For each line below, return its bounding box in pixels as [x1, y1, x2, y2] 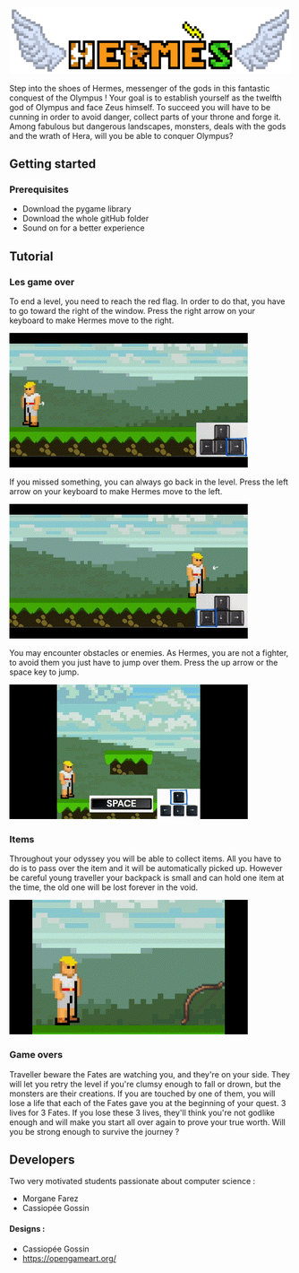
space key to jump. [9, 667, 80, 677]
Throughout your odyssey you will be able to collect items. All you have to [9, 853, 282, 864]
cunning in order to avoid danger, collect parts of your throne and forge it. [9, 111, 281, 122]
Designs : [9, 1223, 46, 1234]
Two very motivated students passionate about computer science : [9, 1176, 256, 1187]
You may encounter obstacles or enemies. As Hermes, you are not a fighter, [9, 647, 289, 658]
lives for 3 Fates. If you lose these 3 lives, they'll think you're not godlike [9, 1107, 276, 1118]
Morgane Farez [21, 1193, 79, 1204]
